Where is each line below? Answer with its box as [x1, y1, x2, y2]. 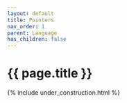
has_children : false [7, 36, 67, 43]
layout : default [7, 10, 54, 17]
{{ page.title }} [7, 66, 93, 82]
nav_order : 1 [7, 23, 45, 30]
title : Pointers [7, 17, 54, 24]
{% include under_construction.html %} [7, 88, 120, 97]
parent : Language [7, 29, 58, 37]
